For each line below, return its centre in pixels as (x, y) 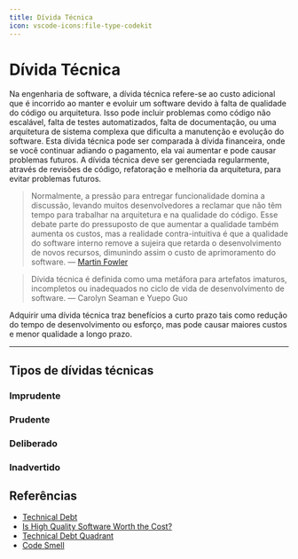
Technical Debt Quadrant (67, 536)
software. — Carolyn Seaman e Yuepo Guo (109, 298)
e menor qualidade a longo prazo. (71, 335)
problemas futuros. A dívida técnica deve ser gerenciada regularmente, (139, 160)
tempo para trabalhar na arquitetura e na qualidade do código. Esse (154, 215)
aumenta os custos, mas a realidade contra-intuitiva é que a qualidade (159, 234)
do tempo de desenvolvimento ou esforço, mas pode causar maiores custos (148, 325)
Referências (43, 496)
